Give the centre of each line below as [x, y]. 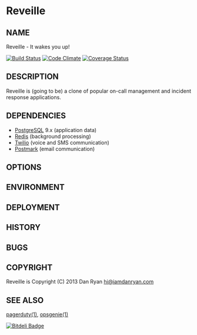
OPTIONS [24, 167]
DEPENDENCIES [36, 116]
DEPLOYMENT [33, 207]
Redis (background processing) [53, 136]
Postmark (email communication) [55, 149]
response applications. [34, 97]
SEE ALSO [25, 300]
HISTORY [24, 227]
